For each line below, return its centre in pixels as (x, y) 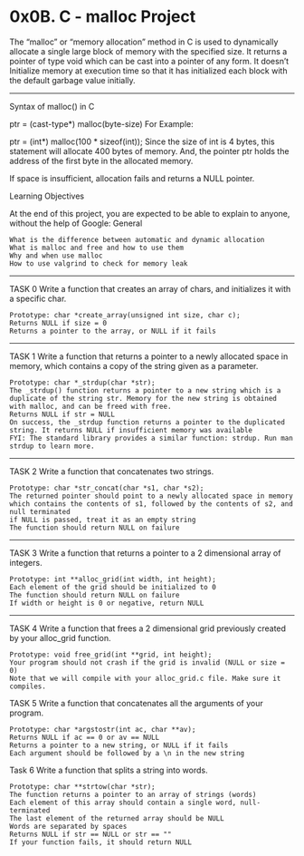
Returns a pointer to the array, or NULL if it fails (113, 331)
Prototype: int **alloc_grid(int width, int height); (113, 579)
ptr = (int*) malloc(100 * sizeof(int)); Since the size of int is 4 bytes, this (142, 141)
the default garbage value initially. (72, 80)
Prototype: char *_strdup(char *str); (82, 383)
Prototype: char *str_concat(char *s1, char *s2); (107, 488)
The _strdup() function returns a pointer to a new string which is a (145, 390)
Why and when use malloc (56, 256)
